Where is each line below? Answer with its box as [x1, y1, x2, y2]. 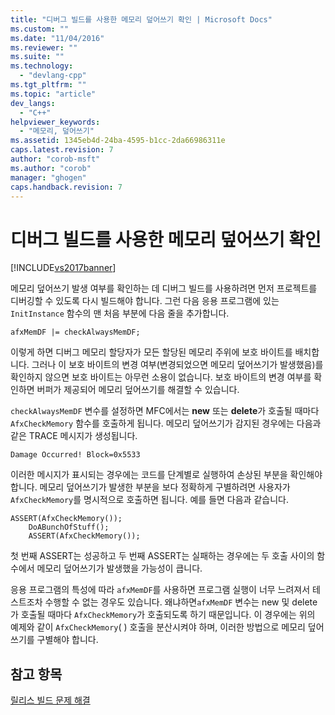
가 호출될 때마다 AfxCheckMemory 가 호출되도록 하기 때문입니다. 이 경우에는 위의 [10, 609, 316, 621]
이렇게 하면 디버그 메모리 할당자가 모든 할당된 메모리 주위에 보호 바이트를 [10, 346, 293, 358]
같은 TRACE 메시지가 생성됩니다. [10, 430, 138, 442]
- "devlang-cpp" [19, 71, 87, 81]
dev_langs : [10, 98, 56, 108]
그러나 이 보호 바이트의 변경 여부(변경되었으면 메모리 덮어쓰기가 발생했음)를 [31, 359, 324, 371]
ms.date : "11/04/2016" [10, 33, 105, 43]
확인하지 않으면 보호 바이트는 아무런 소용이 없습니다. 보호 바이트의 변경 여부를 [10, 371, 312, 383]
